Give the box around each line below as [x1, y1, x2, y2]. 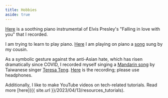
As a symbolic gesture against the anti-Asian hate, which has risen [5, 56, 143, 62]
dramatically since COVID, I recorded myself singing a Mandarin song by [5, 61, 155, 67]
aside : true [5, 12, 30, 17]
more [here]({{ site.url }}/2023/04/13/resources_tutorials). [5, 87, 125, 93]
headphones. [5, 72, 33, 78]
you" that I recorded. [5, 31, 48, 37]
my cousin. [5, 46, 28, 52]
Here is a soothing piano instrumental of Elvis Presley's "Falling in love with [5, 26, 160, 32]
